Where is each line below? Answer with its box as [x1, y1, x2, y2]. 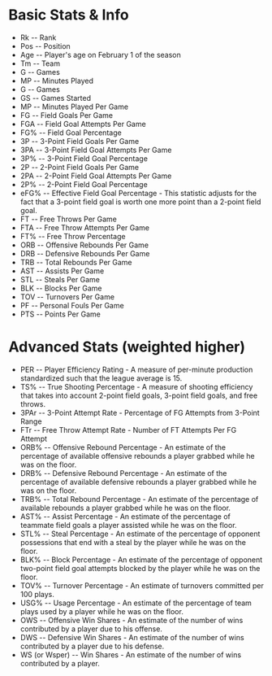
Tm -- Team [19, 59, 61, 68]
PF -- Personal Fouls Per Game [19, 300, 124, 310]
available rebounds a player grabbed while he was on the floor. [19, 503, 231, 512]
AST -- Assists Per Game [19, 266, 105, 276]
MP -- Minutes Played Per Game [19, 102, 128, 111]
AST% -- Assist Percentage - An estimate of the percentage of [19, 511, 231, 521]
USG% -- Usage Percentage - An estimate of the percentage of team [19, 598, 252, 608]
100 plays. [19, 589, 55, 599]
